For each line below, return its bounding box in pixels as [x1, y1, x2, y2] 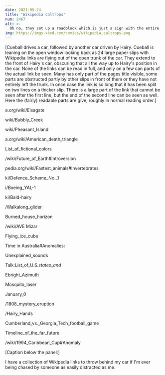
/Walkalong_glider [5, 204, 42, 210]
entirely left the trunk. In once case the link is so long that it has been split [5, 81, 157, 87]
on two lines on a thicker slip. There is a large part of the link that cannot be [5, 87, 161, 92]
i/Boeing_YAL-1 [5, 184, 36, 190]
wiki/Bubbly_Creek [5, 117, 43, 122]
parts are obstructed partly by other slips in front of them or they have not [5, 76, 157, 82]
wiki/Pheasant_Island [5, 126, 49, 132]
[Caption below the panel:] [5, 349, 60, 355]
